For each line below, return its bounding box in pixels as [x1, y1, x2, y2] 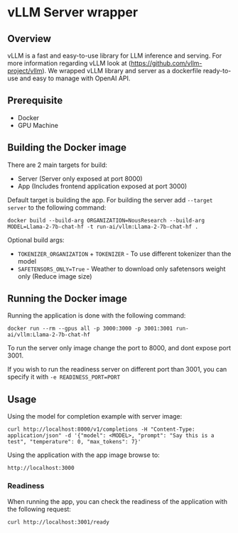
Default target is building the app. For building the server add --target [7, 195, 213, 204]
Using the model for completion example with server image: [7, 412, 183, 421]
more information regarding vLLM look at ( [7, 59, 131, 68]
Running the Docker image [7, 293, 128, 305]
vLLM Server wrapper [7, 4, 139, 21]
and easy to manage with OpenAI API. [19, 74, 131, 82]
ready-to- [202, 67, 232, 75]
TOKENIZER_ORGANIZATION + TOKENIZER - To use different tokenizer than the [17, 249, 232, 258]
